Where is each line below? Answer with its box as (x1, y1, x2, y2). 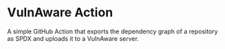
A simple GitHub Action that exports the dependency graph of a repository (7, 27, 218, 35)
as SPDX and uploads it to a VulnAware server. (7, 34, 139, 42)
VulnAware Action (7, 5, 114, 20)
